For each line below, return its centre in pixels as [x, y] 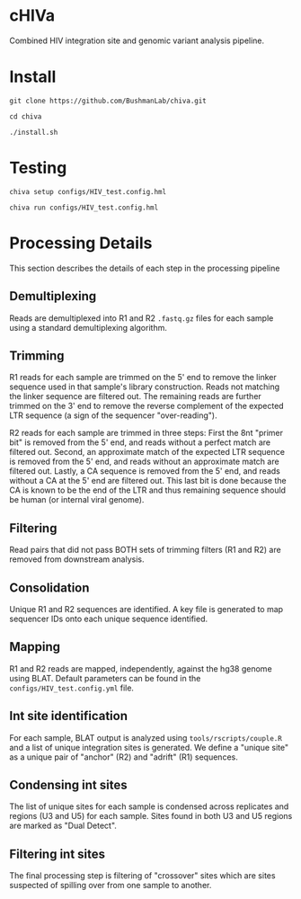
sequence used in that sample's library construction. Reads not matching [145, 387]
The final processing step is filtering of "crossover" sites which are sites [142, 876]
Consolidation [49, 587]
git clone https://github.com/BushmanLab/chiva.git [108, 101]
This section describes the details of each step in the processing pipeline [145, 268]
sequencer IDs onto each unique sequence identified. [109, 619]
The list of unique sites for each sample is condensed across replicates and [149, 806]
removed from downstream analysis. [77, 559]
